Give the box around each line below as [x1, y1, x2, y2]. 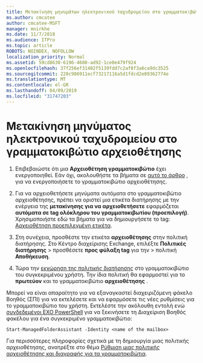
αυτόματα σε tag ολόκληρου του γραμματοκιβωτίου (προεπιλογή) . [14, 209, 189, 216]
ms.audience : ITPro [6, 37, 56, 43]
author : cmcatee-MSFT [6, 20, 61, 26]
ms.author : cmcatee [6, 15, 56, 21]
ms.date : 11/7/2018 [6, 31, 56, 38]
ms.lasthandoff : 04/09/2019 [6, 88, 77, 94]
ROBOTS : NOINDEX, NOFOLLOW [6, 48, 74, 54]
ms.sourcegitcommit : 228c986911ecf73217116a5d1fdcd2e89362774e [6, 71, 169, 77]
